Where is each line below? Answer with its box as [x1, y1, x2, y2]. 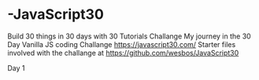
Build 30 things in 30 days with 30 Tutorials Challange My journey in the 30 [7, 31, 251, 41]
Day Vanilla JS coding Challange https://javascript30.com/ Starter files [7, 39, 236, 49]
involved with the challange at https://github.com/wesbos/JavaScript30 [7, 48, 239, 57]
